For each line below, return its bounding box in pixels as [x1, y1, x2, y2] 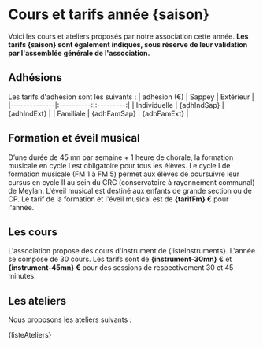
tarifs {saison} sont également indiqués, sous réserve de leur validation [8, 39, 248, 49]
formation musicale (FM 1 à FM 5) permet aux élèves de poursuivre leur [8, 169, 240, 179]
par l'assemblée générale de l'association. [8, 48, 150, 57]
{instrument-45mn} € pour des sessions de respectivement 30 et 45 [8, 263, 234, 272]
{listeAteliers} [8, 330, 52, 340]
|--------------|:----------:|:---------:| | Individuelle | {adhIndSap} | [8, 100, 224, 109]
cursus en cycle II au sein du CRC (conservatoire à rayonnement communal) [8, 177, 255, 186]
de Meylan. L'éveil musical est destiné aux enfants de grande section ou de [8, 186, 252, 195]
